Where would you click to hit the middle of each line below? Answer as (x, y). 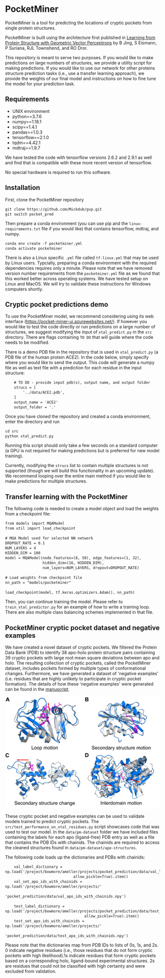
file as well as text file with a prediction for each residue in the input (73, 368)
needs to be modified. (27, 343)
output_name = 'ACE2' (36, 402)
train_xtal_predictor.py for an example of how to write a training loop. (78, 607)
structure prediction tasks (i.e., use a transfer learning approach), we (75, 73)
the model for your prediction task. (40, 84)
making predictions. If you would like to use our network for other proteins (80, 68)
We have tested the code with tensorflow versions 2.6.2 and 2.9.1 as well (79, 157)
